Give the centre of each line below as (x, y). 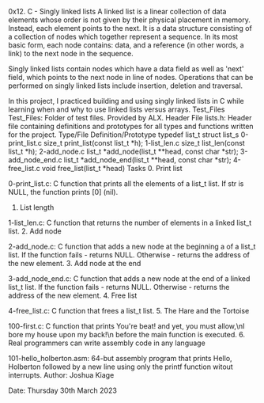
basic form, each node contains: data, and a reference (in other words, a (126, 45)
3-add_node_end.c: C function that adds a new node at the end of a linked (129, 279)
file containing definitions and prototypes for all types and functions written (131, 126)
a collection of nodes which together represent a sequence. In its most (123, 36)
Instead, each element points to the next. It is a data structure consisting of (130, 28)
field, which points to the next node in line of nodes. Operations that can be (131, 77)
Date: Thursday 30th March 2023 (62, 390)
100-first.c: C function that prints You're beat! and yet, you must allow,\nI (126, 326)
